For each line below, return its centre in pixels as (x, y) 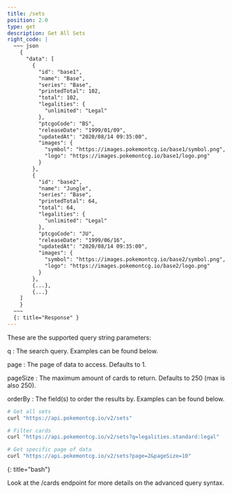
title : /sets (26, 14)
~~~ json (26, 46)
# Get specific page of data (49, 449)
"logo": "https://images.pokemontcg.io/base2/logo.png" (127, 266)
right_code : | (28, 40)
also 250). (22, 385)
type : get (22, 26)
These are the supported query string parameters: (79, 337)
